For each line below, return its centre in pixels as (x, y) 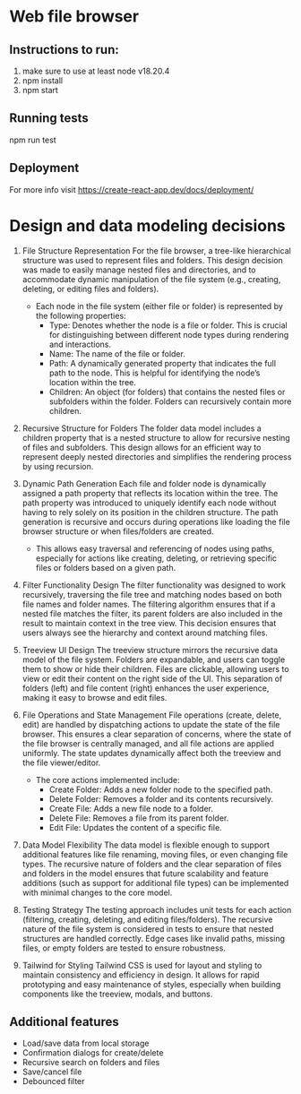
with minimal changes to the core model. (97, 892)
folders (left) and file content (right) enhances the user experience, (146, 688)
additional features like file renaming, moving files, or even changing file (155, 854)
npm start (40, 90)
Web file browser (74, 17)
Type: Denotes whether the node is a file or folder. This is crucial (168, 325)
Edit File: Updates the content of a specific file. (135, 827)
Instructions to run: (64, 50)
